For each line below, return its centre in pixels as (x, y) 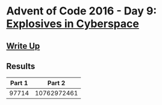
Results (21, 66)
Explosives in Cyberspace (73, 24)
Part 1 (19, 83)
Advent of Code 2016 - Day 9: (82, 11)
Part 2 (56, 83)
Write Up (23, 46)
